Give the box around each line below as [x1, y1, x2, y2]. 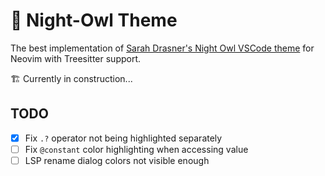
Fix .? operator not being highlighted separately [24, 132, 223, 144]
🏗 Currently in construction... [10, 72, 133, 84]
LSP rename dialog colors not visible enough [24, 154, 210, 166]
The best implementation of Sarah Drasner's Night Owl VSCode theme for [10, 42, 315, 54]
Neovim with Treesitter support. [10, 52, 142, 64]
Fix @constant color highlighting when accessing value [24, 143, 249, 155]
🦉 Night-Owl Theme [10, 9, 178, 32]
